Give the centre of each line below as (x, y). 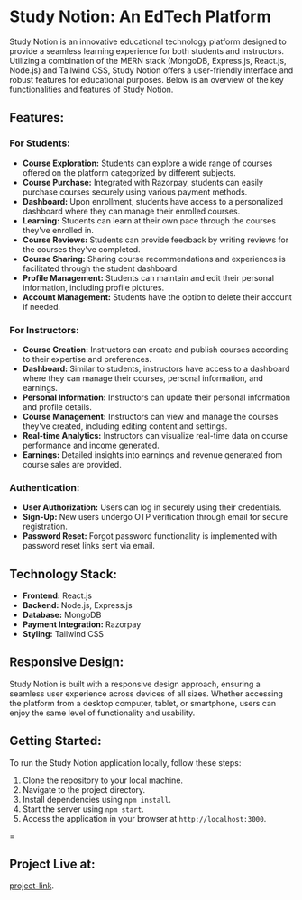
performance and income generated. (91, 445)
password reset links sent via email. (89, 546)
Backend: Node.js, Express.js (77, 605)
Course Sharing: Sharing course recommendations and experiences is (154, 259)
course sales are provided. (72, 464)
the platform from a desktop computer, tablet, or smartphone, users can (143, 703)
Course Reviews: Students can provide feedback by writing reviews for (156, 240)
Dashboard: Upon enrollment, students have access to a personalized (153, 201)
